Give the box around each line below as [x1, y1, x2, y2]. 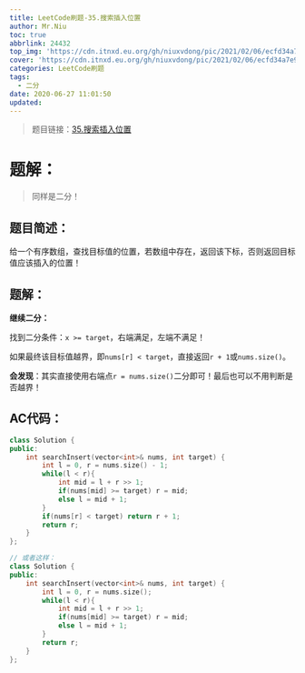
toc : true [9, 30, 47, 39]
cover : [9, 55, 34, 65]
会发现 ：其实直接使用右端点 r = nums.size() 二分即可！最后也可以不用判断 [9, 370, 286, 381]
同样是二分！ [31, 191, 80, 202]
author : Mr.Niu [9, 22, 67, 31]
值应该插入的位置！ [9, 257, 82, 268]
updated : [9, 97, 43, 107]
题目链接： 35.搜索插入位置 [31, 124, 132, 135]
